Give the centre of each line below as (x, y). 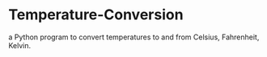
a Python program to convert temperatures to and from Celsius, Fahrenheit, (134, 37)
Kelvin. (20, 45)
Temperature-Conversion (96, 15)
